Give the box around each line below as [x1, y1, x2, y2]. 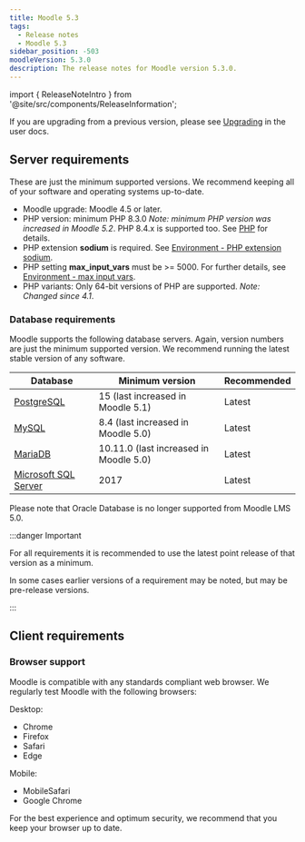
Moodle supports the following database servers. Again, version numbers [9, 333, 284, 344]
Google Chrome [22, 795, 83, 806]
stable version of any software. [9, 352, 125, 363]
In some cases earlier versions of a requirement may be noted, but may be [9, 574, 288, 586]
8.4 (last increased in [98, 415, 189, 428]
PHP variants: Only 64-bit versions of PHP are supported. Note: [22, 281, 261, 292]
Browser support [9, 656, 86, 669]
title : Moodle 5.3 [9, 13, 79, 23]
